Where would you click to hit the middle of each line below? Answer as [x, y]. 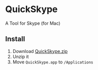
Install [15, 39]
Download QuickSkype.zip [40, 51]
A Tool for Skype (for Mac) [33, 23]
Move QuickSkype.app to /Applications [53, 62]
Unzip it [21, 56]
